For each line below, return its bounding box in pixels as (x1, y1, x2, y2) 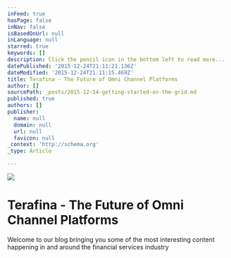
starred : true (7, 43, 49, 50)
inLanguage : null (7, 37, 58, 44)
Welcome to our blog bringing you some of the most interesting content (7, 235, 215, 243)
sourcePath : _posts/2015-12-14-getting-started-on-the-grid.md (7, 89, 197, 96)
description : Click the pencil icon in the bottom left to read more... (7, 56, 225, 63)
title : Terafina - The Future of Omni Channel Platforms (7, 75, 178, 83)
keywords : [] (7, 50, 46, 57)
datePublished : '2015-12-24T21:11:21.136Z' (7, 63, 137, 70)
